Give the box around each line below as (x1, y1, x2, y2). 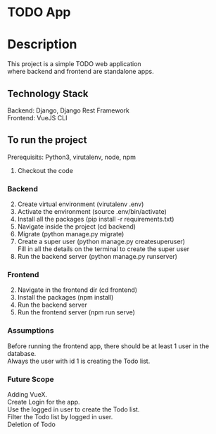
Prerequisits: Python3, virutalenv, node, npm (7, 153, 136, 161)
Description (7, 37, 77, 53)
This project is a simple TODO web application (7, 60, 142, 68)
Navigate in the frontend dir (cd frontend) (17, 286, 138, 294)
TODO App (7, 4, 72, 20)
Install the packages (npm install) (17, 293, 114, 302)
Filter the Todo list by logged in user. (7, 412, 113, 421)
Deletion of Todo (7, 420, 56, 428)
